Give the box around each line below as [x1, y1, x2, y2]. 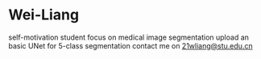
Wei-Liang [8, 6, 79, 24]
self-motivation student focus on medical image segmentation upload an [8, 32, 250, 42]
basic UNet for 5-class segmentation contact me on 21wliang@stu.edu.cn [8, 40, 253, 50]
